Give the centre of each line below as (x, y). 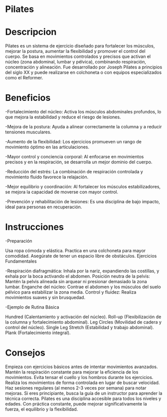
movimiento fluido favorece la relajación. (47, 177)
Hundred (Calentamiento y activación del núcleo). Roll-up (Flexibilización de (83, 317)
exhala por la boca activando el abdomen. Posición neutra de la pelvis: (78, 276)
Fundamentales (21, 261)
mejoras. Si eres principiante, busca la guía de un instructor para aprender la (84, 393)
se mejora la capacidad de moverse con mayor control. (62, 192)
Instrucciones (34, 227)
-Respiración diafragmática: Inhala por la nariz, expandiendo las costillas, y (82, 271)
